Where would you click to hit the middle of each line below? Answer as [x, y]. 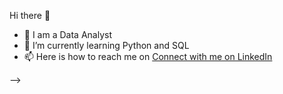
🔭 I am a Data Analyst [67, 34]
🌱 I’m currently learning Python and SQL [106, 45]
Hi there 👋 [30, 15]
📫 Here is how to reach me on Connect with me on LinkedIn [148, 56]
